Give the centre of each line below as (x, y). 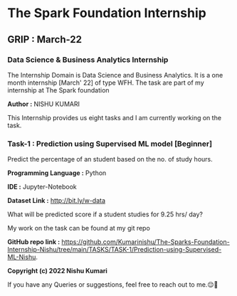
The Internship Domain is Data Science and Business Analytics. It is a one (115, 75)
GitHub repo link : (34, 242)
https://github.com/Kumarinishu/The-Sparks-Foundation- (146, 242)
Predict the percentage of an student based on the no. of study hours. (110, 159)
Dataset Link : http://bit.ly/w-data (56, 201)
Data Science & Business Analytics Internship (88, 60)
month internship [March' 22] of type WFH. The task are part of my (106, 83)
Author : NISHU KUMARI (44, 104)
